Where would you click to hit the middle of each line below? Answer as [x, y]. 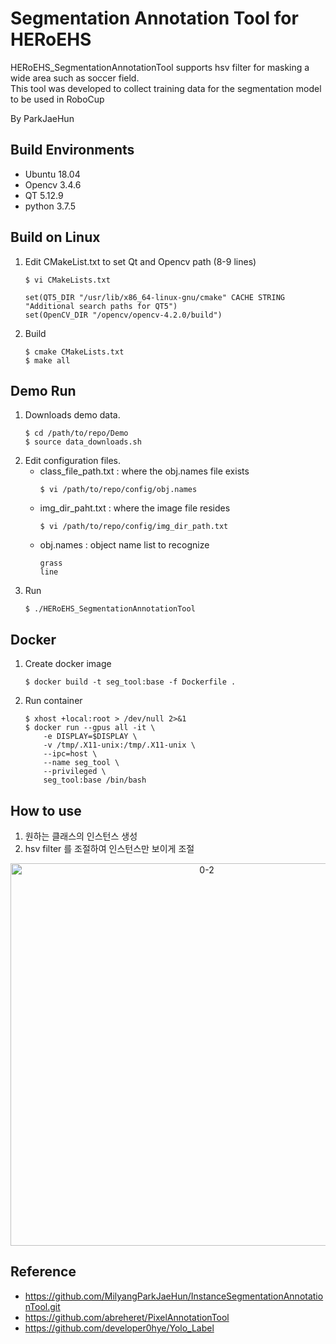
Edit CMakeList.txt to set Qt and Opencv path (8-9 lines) [140, 261]
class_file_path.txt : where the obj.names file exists [144, 471]
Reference [43, 1272]
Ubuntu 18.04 [52, 174]
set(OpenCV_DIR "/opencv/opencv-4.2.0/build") [123, 315]
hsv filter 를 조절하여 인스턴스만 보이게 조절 [109, 848]
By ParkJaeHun [42, 118]
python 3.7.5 [50, 206]
